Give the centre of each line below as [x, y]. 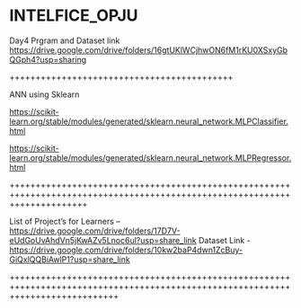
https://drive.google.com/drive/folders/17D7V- [95, 231]
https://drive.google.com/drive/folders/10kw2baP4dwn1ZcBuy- [126, 250]
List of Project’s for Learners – [65, 221]
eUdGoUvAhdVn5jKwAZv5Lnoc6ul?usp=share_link [103, 240]
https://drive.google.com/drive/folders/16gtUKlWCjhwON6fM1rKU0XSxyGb [149, 49]
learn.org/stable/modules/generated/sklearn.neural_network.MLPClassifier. [149, 121]
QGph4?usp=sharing [48, 59]
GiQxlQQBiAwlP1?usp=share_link [70, 259]
